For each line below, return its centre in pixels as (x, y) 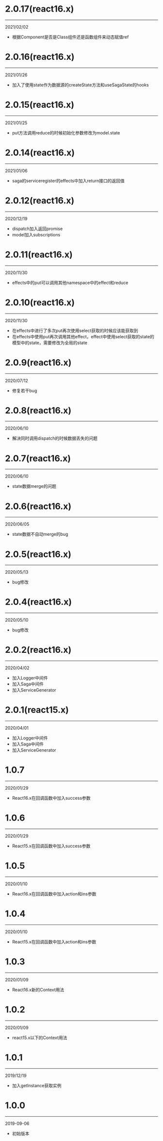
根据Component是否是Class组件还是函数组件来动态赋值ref (70, 37)
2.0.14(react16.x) (40, 153)
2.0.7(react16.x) (38, 458)
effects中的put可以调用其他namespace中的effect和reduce (70, 282)
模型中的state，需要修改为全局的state (49, 343)
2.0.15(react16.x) (40, 105)
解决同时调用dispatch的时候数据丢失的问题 (55, 438)
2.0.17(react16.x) (40, 9)
